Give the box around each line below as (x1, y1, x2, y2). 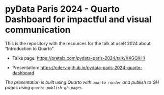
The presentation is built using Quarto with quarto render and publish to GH (5, 79, 159, 85)
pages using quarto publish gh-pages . (5, 84, 83, 90)
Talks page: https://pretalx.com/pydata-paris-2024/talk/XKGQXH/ (12, 55, 146, 61)
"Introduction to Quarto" (5, 46, 54, 51)
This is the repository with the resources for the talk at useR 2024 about (5, 40, 151, 46)
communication (5, 24, 71, 35)
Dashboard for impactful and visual (5, 14, 152, 25)
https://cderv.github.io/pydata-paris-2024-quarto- (40, 65, 143, 71)
